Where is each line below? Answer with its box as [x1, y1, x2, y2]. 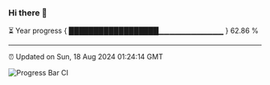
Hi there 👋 [8, 7, 48, 18]
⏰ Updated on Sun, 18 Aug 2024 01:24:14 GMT [8, 52, 163, 62]
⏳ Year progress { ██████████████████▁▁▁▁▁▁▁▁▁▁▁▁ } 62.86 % [8, 26, 259, 35]
